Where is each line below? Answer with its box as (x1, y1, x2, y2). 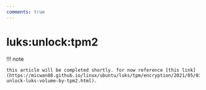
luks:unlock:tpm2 (6, 35, 99, 49)
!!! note (6, 55, 25, 63)
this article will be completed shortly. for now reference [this (6, 67, 180, 73)
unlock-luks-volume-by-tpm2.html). (6, 77, 97, 84)
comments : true (6, 9, 45, 15)
